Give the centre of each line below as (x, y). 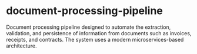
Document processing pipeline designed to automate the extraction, (89, 27)
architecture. (21, 46)
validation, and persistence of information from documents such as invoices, (99, 33)
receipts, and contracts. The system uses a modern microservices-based (95, 39)
